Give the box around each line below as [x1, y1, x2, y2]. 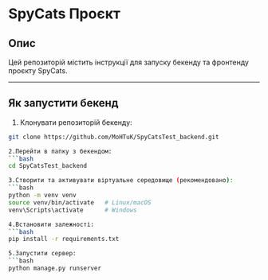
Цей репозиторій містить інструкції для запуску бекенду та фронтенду [8, 57, 250, 67]
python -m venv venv [8, 192, 77, 200]
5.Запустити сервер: [8, 250, 77, 258]
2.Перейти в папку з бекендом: [8, 147, 112, 155]
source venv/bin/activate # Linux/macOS [8, 198, 152, 207]
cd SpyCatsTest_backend [8, 162, 88, 170]
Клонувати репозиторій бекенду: [19, 117, 133, 127]
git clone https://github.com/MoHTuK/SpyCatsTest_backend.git [8, 133, 219, 141]
